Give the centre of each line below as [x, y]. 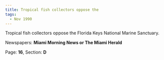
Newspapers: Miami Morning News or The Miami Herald [64, 43]
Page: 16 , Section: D [26, 52]
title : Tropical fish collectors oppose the [52, 10]
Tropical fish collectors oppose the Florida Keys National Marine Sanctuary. [82, 33]
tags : [11, 14]
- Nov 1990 [21, 19]
